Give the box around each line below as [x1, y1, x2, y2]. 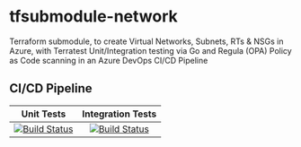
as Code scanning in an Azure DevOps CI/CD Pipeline [9, 55, 208, 65]
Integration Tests [82, 108, 157, 120]
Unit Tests [21, 108, 66, 120]
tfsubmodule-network [9, 6, 178, 27]
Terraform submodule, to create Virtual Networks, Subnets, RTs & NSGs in [9, 36, 284, 47]
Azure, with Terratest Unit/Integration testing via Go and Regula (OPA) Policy [9, 45, 292, 56]
